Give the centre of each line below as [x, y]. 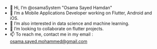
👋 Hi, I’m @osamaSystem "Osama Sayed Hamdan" [61, 8]
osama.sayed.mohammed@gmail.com [48, 41]
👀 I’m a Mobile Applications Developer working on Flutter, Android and [81, 13]
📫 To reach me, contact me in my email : [51, 34]
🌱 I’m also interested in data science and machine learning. [69, 23]
